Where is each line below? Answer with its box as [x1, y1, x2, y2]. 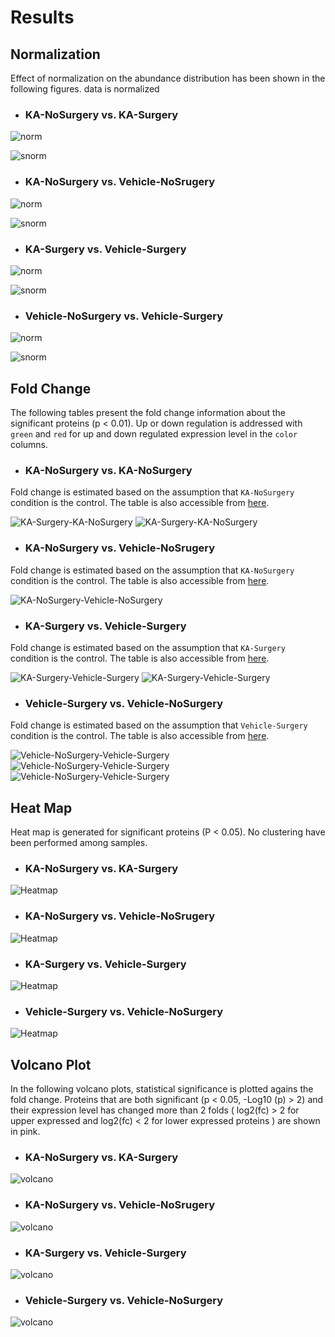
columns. [10, 439, 49, 450]
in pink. [10, 1126, 41, 1137]
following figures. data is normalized [10, 83, 160, 95]
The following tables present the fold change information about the [10, 407, 287, 418]
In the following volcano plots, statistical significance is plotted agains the [10, 1083, 314, 1095]
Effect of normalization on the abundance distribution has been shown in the [10, 72, 326, 84]
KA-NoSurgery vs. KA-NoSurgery [24, 463, 193, 477]
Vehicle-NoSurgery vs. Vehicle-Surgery [24, 309, 224, 323]
